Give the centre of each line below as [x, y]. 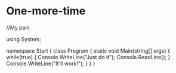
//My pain [18, 28]
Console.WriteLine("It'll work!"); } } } [51, 63]
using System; [24, 39]
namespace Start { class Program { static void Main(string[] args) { [88, 51]
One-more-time [46, 11]
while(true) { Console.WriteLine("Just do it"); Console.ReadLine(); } [88, 57]
